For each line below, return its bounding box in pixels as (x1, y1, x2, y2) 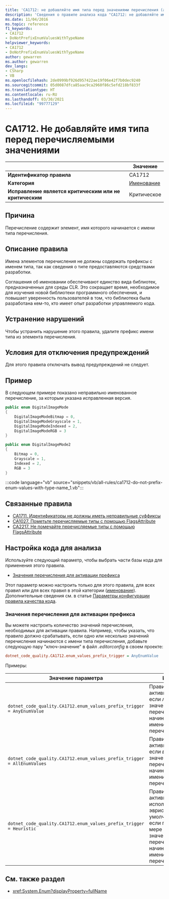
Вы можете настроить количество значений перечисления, (5, 622, 134, 628)
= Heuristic (8, 826, 37, 832)
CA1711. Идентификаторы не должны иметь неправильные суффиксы (12, 513, 161, 519)
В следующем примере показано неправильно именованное (5, 390, 137, 396)
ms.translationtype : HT (5, 87, 55, 92)
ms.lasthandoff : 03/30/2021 (5, 97, 64, 102)
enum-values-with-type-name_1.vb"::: (5, 485, 84, 491)
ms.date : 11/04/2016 (5, 17, 49, 22)
